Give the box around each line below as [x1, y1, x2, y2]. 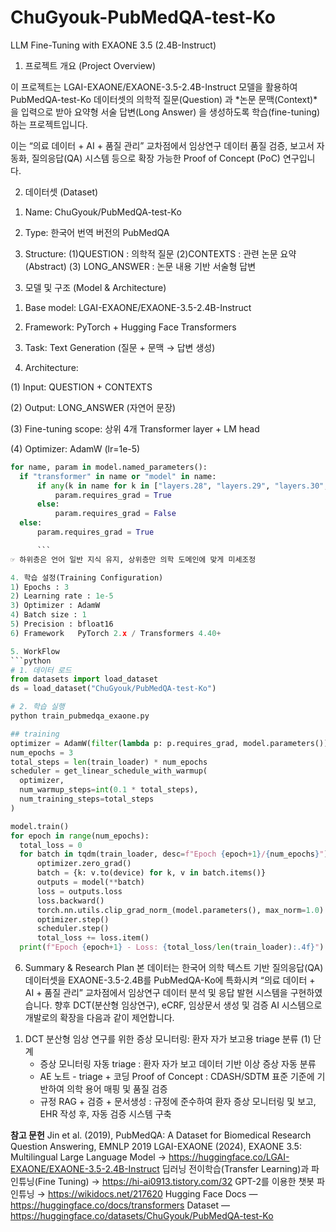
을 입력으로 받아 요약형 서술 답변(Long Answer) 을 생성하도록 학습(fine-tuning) [10, 106, 321, 118]
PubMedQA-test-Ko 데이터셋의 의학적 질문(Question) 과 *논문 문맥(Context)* [10, 93, 318, 105]
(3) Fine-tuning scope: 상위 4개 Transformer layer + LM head [10, 422, 260, 435]
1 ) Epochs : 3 [10, 582, 70, 592]
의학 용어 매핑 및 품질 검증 [66, 1083, 168, 1095]
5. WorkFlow [10, 646, 60, 656]
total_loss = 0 [19, 840, 83, 850]
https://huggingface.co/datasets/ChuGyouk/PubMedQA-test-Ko [10, 1210, 274, 1222]
